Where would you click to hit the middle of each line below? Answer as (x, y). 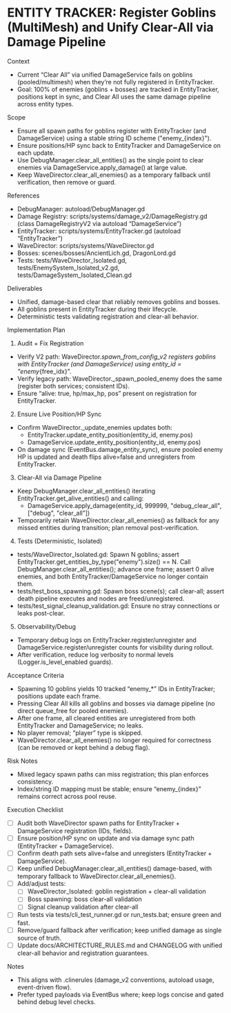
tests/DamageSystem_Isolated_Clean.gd (74, 275)
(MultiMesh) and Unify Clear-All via (110, 27)
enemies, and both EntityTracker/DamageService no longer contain (112, 576)
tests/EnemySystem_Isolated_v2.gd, (68, 267)
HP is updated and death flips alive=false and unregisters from (106, 457)
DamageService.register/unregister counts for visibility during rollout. (115, 647)
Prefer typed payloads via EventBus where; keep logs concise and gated (120, 994)
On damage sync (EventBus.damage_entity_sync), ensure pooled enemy (120, 449)
